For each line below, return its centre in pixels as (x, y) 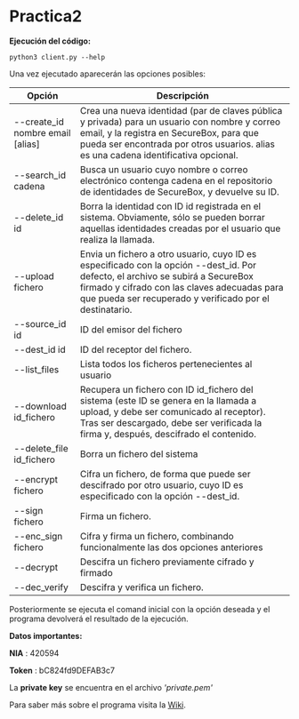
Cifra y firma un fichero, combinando (157, 536)
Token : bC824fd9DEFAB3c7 (62, 670)
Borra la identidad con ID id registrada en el (170, 206)
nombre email (42, 132)
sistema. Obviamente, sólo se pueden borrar (172, 217)
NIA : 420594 (34, 653)
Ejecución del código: (50, 41)
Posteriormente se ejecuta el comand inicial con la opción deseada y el (140, 609)
